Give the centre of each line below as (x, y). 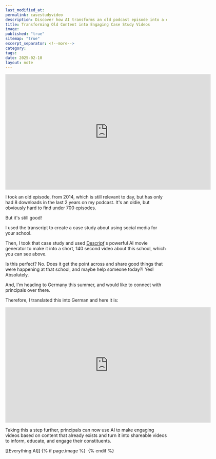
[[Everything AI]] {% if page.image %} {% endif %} (60, 451)
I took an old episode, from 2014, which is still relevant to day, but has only (84, 197)
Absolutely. (17, 275)
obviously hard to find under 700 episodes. (51, 208)
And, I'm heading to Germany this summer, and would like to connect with (83, 285)
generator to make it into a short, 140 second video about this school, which (85, 249)
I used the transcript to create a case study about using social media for (81, 228)
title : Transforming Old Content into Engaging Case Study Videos (78, 24)
